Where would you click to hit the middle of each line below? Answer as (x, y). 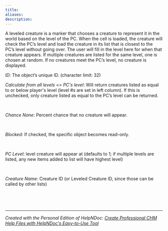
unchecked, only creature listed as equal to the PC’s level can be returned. (82, 95)
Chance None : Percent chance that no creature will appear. (66, 115)
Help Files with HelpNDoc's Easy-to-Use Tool (52, 223)
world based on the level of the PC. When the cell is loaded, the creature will (84, 39)
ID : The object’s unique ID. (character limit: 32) (53, 75)
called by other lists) (26, 184)
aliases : (14, 15)
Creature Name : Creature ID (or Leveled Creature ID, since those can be (79, 179)
